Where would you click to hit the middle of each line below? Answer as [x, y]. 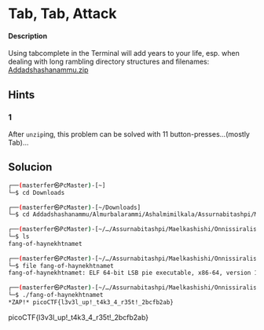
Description [28, 35]
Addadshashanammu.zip [48, 70]
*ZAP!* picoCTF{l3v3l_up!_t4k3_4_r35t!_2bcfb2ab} [91, 302]
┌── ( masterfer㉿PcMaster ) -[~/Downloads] [75, 207]
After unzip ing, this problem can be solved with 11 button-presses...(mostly [129, 134]
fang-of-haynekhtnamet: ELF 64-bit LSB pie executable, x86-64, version [130, 273]
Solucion [30, 167]
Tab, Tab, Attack [62, 14]
